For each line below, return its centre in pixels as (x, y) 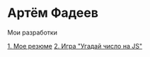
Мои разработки (33, 32)
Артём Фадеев (53, 13)
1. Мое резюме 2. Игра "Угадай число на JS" (75, 46)
